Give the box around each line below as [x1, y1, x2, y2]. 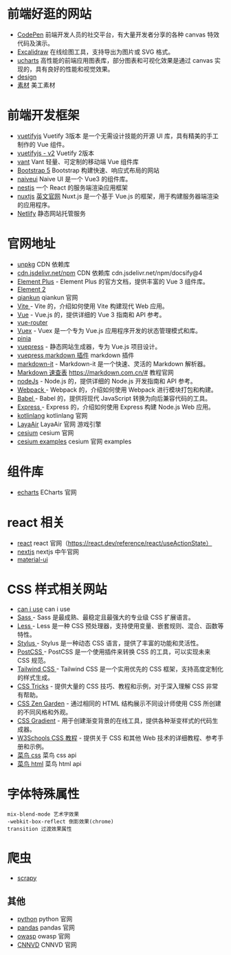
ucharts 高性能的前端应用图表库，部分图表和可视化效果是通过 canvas [16, 56, 213, 64]
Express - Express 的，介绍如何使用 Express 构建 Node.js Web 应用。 [16, 403, 214, 411]
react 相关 [7, 514, 65, 530]
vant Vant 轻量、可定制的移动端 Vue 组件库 [16, 157, 139, 165]
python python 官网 [16, 915, 73, 923]
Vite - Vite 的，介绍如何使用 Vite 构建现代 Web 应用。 [16, 301, 168, 310]
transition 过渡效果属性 [7, 825, 72, 832]
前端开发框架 [7, 108, 80, 123]
